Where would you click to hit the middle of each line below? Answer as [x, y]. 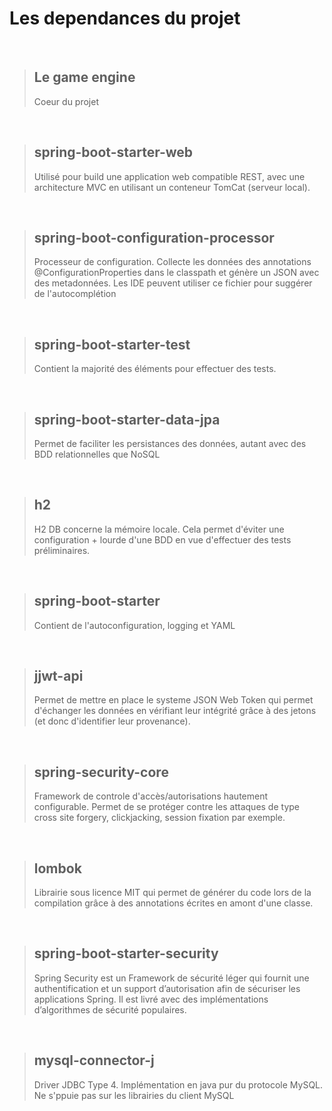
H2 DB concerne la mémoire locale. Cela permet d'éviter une [159, 529]
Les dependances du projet [125, 18]
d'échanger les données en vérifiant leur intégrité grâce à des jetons [175, 711]
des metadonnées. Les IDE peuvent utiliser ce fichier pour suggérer [173, 283]
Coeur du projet [66, 101]
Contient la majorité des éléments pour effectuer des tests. [155, 369]
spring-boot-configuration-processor [154, 237]
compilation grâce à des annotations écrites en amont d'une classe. [173, 903]
